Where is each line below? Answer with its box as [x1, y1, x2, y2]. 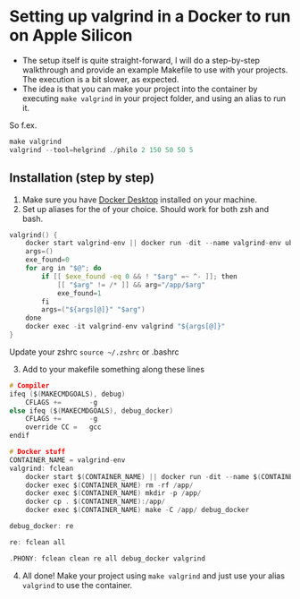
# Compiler [9, 381, 50, 390]
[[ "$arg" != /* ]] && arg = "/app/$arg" [56, 280, 205, 289]
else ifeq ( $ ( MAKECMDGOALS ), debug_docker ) [9, 406, 174, 415]
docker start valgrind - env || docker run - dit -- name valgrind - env [25, 239, 281, 248]
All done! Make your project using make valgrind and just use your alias [21, 570, 286, 581]
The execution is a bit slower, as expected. [21, 73, 179, 84]
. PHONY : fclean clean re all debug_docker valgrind [9, 553, 205, 563]
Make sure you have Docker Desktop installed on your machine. [21, 194, 257, 205]
